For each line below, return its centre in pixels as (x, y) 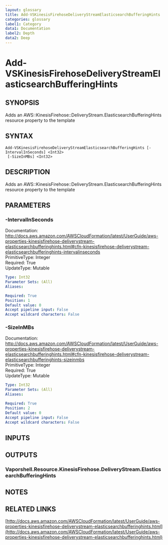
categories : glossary (28, 19)
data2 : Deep (18, 38)
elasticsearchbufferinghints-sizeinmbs (45, 360)
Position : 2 (18, 408)
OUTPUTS (21, 455)
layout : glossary (23, 10)
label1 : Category (23, 24)
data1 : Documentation (28, 29)
